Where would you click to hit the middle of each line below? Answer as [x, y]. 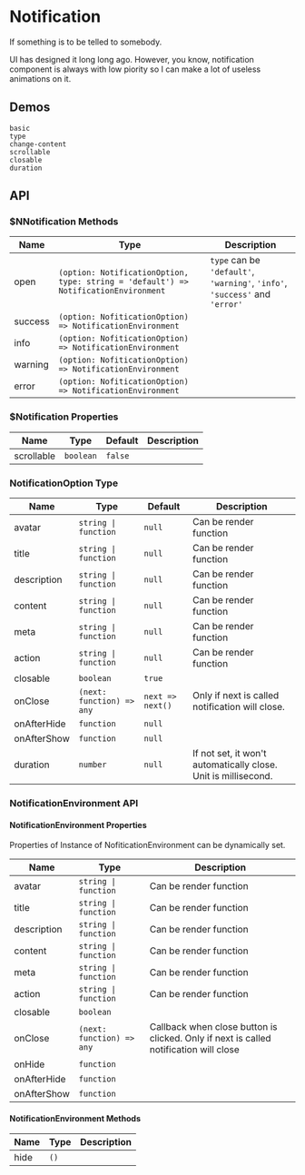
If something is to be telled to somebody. [86, 42]
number [93, 765]
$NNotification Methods [64, 222]
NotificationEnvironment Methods [75, 1118]
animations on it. [40, 78]
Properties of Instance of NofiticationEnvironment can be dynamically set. [148, 845]
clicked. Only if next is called [210, 1039]
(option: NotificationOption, [123, 273]
